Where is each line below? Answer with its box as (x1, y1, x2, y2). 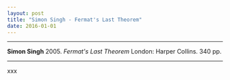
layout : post (7, 9, 44, 17)
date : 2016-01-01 (7, 22, 57, 29)
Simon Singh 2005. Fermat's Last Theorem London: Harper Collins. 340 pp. (7, 47, 222, 56)
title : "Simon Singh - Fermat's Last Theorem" (7, 16, 142, 23)
